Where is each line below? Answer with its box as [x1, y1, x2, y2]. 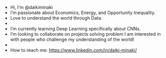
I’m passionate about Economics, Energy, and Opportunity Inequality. [10, 10, 156, 16]
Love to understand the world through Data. [10, 15, 103, 21]
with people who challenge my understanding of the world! [10, 36, 134, 42]
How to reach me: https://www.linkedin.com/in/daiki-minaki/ [10, 47, 137, 53]
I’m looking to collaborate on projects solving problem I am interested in [10, 31, 161, 37]
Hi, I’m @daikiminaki [10, 5, 53, 10]
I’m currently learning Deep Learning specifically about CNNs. [10, 26, 141, 32]
